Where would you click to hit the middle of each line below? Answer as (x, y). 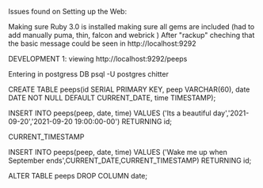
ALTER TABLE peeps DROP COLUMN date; (78, 176)
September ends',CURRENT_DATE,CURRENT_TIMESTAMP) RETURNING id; (130, 160)
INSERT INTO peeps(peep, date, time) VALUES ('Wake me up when (118, 152)
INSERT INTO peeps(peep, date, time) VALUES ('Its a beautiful (110, 113)
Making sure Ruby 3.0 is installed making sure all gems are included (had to (131, 26)
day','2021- (231, 113)
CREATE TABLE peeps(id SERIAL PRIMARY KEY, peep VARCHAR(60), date (129, 89)
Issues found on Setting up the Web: (68, 11)
